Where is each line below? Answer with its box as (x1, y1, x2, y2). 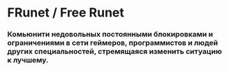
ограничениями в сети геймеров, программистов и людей (7, 38, 219, 48)
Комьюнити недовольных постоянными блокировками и (7, 30, 214, 39)
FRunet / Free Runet (7, 5, 124, 21)
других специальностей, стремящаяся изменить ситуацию (7, 47, 222, 57)
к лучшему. (7, 55, 49, 65)
